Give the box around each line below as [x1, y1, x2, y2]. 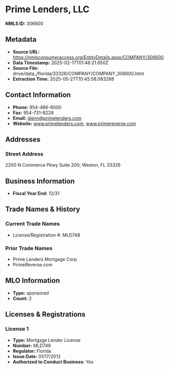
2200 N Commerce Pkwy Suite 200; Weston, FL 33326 [5, 162, 121, 168]
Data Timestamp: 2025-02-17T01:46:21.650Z [12, 60, 108, 66]
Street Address [5, 150, 44, 157]
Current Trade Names [5, 220, 60, 227]
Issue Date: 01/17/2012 [12, 353, 61, 359]
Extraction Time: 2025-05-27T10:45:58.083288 [12, 75, 115, 82]
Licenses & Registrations [5, 310, 86, 319]
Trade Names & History [5, 205, 80, 214]
